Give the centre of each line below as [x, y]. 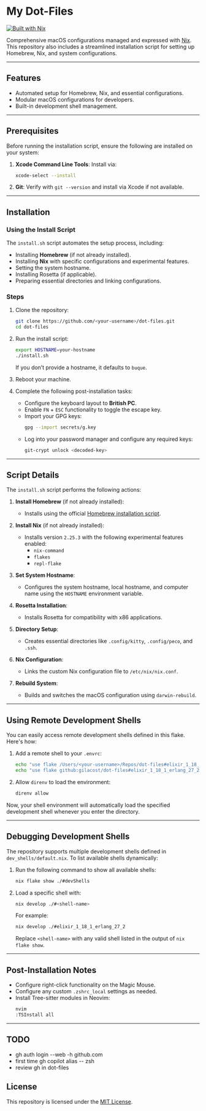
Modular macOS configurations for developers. [74, 99]
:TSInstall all [35, 1015]
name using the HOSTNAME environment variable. [84, 594]
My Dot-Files [40, 11]
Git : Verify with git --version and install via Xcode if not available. [99, 187]
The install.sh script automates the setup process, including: [85, 243]
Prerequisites [32, 131]
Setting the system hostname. [53, 268]
